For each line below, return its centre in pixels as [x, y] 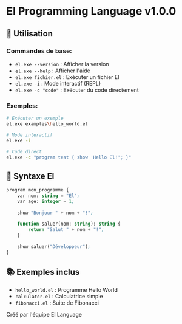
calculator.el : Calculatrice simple [59, 296]
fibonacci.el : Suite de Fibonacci [57, 303]
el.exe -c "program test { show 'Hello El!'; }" [69, 157]
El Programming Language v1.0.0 [91, 11]
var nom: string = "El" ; [49, 196]
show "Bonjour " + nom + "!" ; [56, 213]
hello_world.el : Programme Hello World [66, 289]
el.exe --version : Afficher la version [62, 64]
